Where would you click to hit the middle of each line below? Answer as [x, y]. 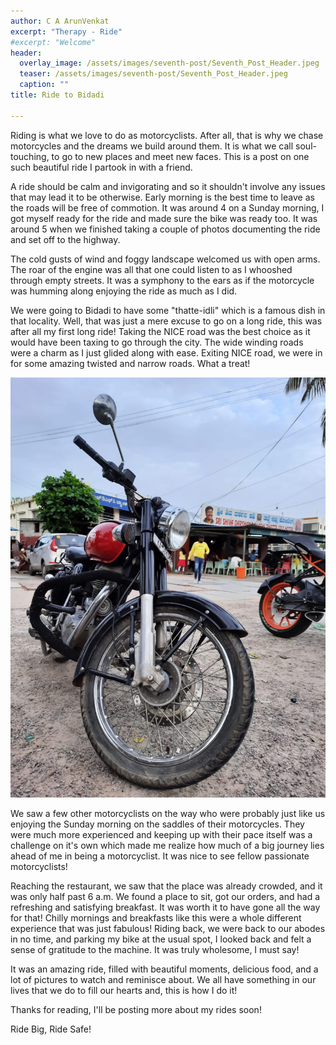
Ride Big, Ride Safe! [51, 1029]
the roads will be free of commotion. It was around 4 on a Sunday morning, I [167, 207]
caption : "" [44, 85]
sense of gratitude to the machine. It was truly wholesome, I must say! [155, 949]
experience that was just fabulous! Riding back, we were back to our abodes [168, 928]
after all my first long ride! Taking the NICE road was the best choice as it [160, 331]
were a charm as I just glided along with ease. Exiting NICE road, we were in [166, 352]
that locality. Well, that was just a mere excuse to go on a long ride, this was [166, 321]
